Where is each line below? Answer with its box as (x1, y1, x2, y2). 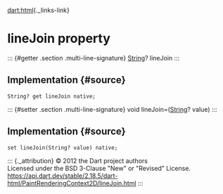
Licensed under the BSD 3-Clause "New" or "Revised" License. (7, 164, 191, 172)
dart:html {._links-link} (7, 6, 70, 14)
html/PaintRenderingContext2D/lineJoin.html (7, 179, 136, 187)
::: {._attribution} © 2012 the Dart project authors (7, 156, 148, 164)
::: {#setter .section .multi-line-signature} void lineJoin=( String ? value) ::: (7, 105, 217, 113)
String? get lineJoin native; (7, 93, 96, 100)
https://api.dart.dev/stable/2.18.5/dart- (7, 172, 118, 180)
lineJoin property (7, 31, 111, 46)
